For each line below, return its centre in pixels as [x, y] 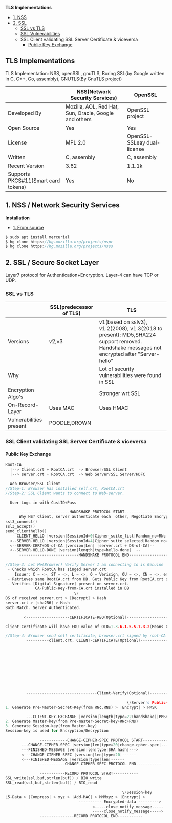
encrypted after [118, 354]
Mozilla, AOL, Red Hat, [92, 106]
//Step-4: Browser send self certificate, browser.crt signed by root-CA [86, 636]
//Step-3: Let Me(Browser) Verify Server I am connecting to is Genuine [84, 565]
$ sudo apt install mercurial [38, 237]
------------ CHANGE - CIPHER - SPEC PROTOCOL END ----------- [99, 764]
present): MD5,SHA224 [127, 335]
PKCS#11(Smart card [34, 181]
